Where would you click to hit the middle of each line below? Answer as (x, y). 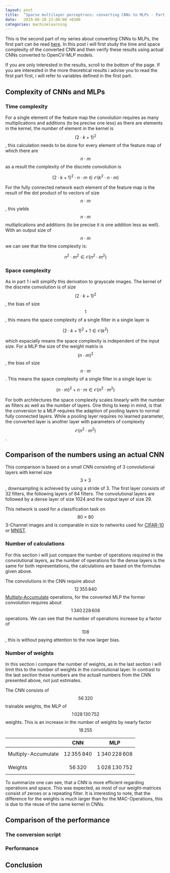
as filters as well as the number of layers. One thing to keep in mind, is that (83, 405)
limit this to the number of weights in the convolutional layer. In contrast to (83, 669)
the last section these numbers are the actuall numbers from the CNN (78, 675)
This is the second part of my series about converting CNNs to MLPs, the (82, 39)
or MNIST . (16, 530)
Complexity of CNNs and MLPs (55, 92)
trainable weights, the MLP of (36, 706)
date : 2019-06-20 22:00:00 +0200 (43, 19)
